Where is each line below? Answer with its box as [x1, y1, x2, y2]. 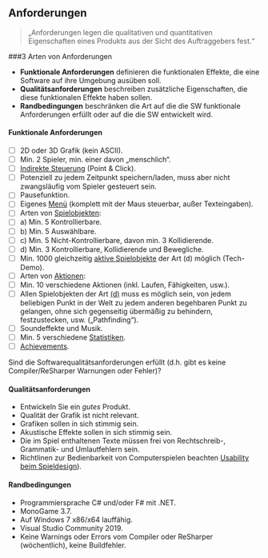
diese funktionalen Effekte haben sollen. [19, 92, 153, 102]
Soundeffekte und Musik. [19, 323, 103, 333]
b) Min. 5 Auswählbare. [19, 226, 97, 236]
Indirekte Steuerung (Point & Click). [19, 164, 136, 173]
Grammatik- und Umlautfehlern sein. [19, 444, 140, 454]
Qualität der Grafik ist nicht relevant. [19, 411, 139, 420]
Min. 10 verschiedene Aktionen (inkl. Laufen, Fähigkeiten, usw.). [19, 280, 230, 289]
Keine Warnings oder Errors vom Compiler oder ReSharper [19, 532, 214, 541]
